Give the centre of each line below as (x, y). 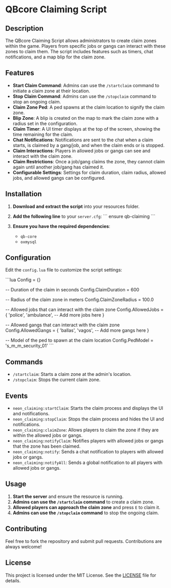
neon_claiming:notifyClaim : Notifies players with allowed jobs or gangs (88, 441)
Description (24, 28)
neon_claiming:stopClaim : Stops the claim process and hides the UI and (88, 419)
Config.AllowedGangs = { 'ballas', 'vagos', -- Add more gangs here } (77, 330)
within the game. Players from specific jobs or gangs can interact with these (85, 46)
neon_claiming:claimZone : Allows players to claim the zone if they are (85, 430)
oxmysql (28, 242)
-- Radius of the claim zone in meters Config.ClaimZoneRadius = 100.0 (80, 300)
